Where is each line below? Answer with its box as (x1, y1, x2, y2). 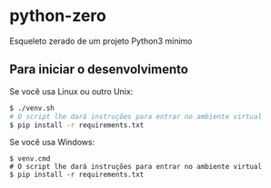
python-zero (9, 5, 106, 26)
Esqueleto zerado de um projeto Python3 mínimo (9, 35, 193, 46)
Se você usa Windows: (9, 137, 95, 148)
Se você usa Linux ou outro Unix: (9, 85, 134, 96)
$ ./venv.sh (9, 104, 55, 113)
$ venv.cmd (9, 154, 51, 163)
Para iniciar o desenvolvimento (9, 62, 189, 77)
